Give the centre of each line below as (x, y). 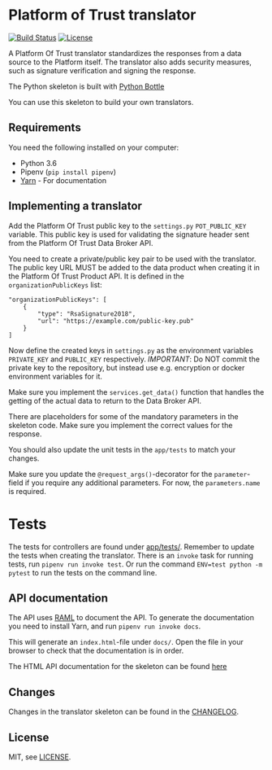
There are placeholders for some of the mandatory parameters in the (123, 416)
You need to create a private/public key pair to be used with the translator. (132, 259)
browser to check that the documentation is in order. (96, 651)
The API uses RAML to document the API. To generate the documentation (131, 618)
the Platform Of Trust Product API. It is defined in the (96, 276)
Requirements (45, 128)
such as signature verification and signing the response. (102, 70)
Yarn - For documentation (63, 180)
